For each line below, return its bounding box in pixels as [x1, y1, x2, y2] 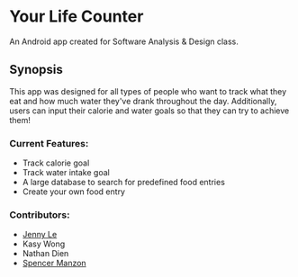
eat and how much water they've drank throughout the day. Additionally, [9, 95, 277, 106]
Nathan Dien [22, 248, 69, 259]
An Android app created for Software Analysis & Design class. [9, 36, 239, 47]
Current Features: [9, 137, 89, 149]
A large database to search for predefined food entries [22, 177, 225, 188]
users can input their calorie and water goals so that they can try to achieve [9, 105, 290, 116]
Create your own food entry [22, 186, 126, 197]
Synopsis [9, 62, 63, 77]
